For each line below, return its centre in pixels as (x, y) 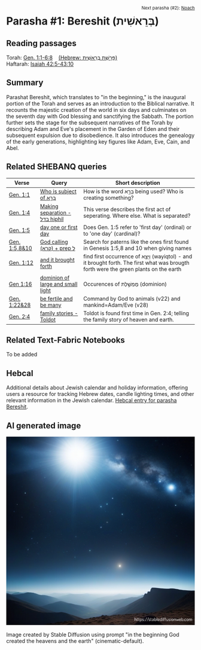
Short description (138, 183)
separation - (56, 212)
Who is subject (58, 191)
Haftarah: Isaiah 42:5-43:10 (40, 64)
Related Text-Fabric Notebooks (66, 340)
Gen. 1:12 (21, 263)
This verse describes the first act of (127, 209)
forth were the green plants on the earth (133, 269)
